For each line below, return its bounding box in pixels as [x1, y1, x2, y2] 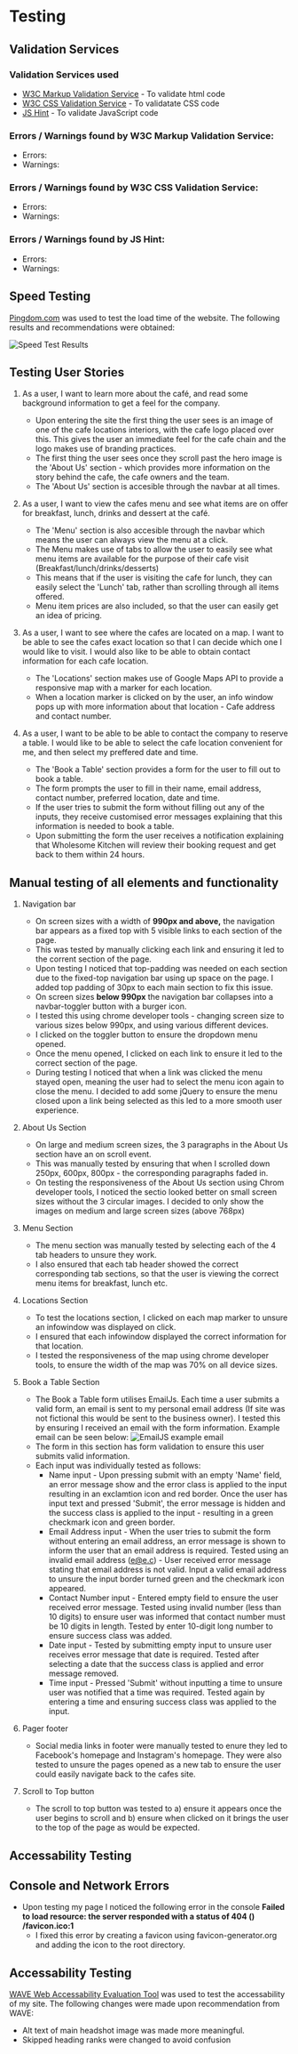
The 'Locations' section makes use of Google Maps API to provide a [35, 673, 284, 684]
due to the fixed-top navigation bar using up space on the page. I [35, 972, 273, 984]
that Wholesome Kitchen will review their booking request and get [35, 840, 277, 850]
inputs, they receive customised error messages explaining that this [35, 811, 283, 822]
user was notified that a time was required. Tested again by [48, 1688, 265, 1698]
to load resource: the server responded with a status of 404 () [21, 1911, 255, 1922]
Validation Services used [9, 68, 120, 81]
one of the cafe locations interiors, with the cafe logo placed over [35, 424, 275, 435]
